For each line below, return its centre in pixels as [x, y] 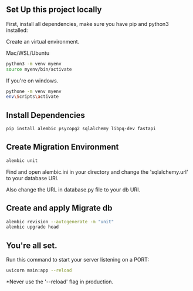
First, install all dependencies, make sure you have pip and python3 [87, 24]
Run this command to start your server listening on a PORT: [78, 260]
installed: [17, 30]
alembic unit [22, 161]
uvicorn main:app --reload [39, 270]
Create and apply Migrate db [59, 208]
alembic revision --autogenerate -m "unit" [60, 221]
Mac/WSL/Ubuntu [28, 53]
